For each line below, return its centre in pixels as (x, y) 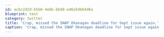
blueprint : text (22, 14)
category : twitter (24, 18)
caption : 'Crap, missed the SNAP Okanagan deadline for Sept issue (76, 27)
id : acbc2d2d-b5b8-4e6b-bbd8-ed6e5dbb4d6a (49, 9)
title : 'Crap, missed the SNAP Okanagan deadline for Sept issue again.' (82, 23)
